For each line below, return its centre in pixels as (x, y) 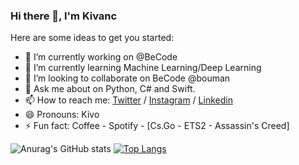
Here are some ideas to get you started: (92, 38)
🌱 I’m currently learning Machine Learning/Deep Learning (143, 68)
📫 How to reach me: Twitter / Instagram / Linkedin (128, 100)
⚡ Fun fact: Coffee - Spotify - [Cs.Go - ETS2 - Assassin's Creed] (157, 126)
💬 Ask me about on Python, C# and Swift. (110, 89)
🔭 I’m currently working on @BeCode (101, 57)
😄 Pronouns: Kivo (62, 115)
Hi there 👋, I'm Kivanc (64, 16)
